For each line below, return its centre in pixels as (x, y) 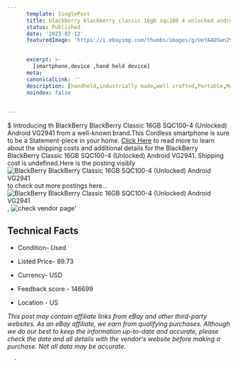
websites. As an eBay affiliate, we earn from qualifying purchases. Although (119, 324)
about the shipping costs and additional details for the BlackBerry (103, 148)
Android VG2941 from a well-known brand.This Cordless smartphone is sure (119, 133)
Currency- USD (40, 275)
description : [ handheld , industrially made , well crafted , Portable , (126, 86)
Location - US (38, 303)
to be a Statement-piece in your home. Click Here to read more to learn (111, 141)
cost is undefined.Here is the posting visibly (72, 163)
